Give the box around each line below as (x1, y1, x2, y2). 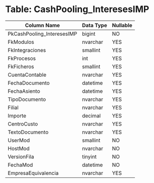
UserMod (8, 137, 30, 144)
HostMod (8, 145, 30, 152)
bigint (82, 30, 96, 37)
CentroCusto (8, 120, 38, 127)
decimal (82, 112, 101, 119)
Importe (8, 112, 27, 119)
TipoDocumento (8, 96, 46, 103)
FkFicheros (8, 63, 34, 70)
